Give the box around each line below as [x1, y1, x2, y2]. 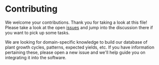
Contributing [5, 3, 58, 15]
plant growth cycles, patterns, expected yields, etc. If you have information [5, 44, 155, 50]
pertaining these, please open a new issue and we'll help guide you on [5, 49, 145, 55]
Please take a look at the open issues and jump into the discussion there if [5, 24, 153, 30]
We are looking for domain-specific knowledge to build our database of [5, 39, 148, 45]
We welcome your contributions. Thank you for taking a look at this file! [5, 19, 147, 25]
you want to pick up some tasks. [5, 30, 70, 35]
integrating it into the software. [5, 54, 66, 60]
